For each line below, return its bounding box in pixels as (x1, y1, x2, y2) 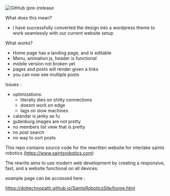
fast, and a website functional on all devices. (5, 165, 99, 171)
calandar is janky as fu (12, 113, 60, 119)
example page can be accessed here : (5, 175, 86, 181)
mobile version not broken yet (12, 61, 75, 66)
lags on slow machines (20, 108, 69, 113)
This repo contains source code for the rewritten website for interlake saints (5, 144, 164, 151)
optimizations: (12, 91, 43, 97)
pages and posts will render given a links (12, 66, 99, 72)
